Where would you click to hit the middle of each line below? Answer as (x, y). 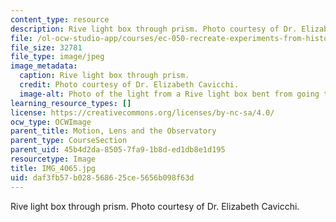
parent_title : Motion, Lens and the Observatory (113, 131)
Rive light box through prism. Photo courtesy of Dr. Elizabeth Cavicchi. (155, 206)
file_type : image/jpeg (57, 57)
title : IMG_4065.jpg (53, 168)
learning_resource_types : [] (71, 103)
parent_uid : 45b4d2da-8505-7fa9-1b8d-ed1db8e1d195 (118, 150)
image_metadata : (44, 66)
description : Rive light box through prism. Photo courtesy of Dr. (154, 29)
